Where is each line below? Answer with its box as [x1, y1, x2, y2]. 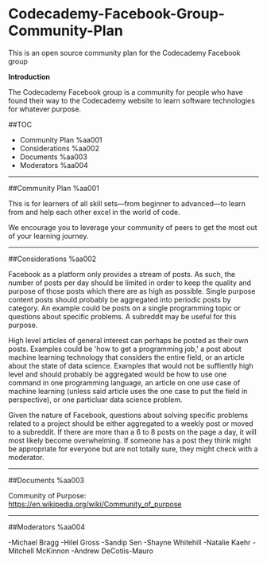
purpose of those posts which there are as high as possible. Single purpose [8, 286, 256, 295]
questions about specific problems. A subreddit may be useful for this [8, 311, 237, 321]
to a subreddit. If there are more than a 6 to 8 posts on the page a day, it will [8, 427, 257, 436]
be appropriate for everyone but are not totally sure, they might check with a [8, 443, 258, 454]
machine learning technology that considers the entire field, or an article [8, 352, 245, 362]
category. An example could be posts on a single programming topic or [8, 303, 241, 313]
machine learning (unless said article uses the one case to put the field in [8, 386, 248, 396]
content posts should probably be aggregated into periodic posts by [8, 295, 231, 304]
